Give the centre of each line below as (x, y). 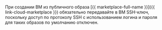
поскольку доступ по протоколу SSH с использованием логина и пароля (81, 17)
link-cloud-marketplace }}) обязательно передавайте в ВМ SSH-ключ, (77, 12)
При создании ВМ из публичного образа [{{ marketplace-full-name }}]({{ (80, 7)
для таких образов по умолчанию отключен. (52, 22)
